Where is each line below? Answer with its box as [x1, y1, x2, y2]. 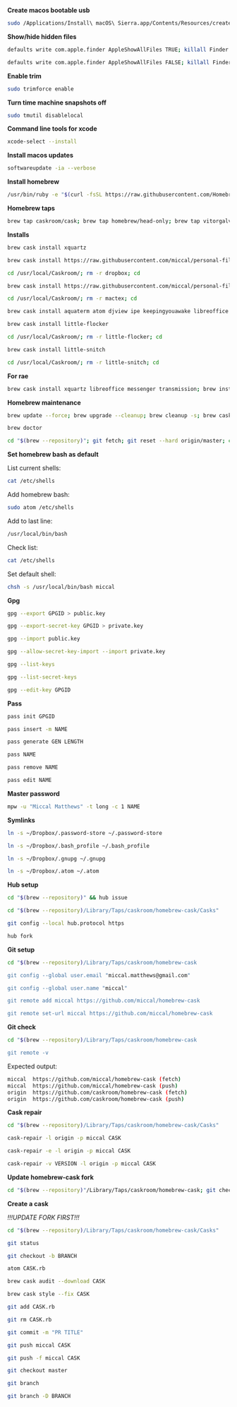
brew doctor [7, 424, 42, 432]
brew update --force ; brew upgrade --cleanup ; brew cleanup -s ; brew [7, 411, 217, 419]
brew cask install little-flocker [7, 321, 109, 328]
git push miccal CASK [7, 1341, 71, 1349]
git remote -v [7, 1049, 49, 1056]
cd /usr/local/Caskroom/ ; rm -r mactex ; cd [7, 295, 138, 303]
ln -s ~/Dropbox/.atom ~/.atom [7, 868, 99, 875]
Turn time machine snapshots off [7, 98, 107, 107]
